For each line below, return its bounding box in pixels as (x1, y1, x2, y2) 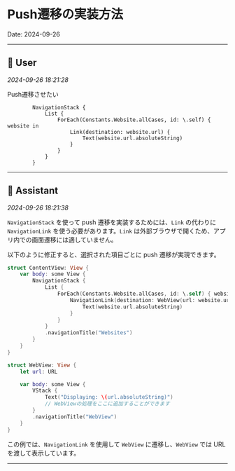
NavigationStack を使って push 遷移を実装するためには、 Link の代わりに (7, 218, 217, 226)
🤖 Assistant (7, 185, 58, 197)
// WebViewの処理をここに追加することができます (44, 400, 170, 407)
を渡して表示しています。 (7, 449, 80, 457)
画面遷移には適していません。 (31, 235, 117, 244)
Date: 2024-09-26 (7, 29, 61, 39)
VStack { (32, 387, 58, 395)
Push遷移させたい (7, 90, 59, 98)
